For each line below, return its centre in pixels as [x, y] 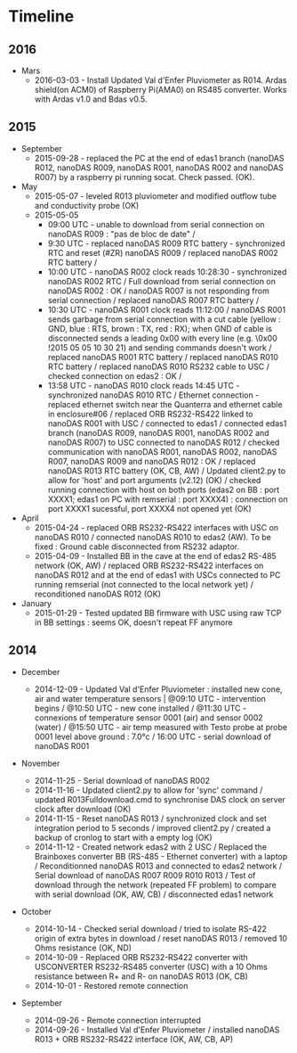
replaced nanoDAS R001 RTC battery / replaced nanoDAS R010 [163, 357]
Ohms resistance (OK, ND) [83, 948]
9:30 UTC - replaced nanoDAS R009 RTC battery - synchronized [166, 243]
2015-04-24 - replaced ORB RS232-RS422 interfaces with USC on [157, 527]
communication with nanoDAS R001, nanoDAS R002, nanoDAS [162, 451]
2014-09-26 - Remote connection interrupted [118, 1020]
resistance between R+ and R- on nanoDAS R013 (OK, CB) [141, 976]
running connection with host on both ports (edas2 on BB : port [164, 489]
